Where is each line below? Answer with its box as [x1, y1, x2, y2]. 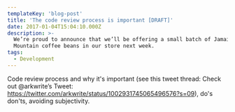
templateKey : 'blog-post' [7, 10, 83, 17]
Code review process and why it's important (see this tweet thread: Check [7, 74, 222, 83]
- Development [13, 56, 55, 63]
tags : [7, 49, 23, 56]
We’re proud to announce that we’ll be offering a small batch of [13, 36, 211, 43]
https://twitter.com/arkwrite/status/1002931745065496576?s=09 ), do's [7, 89, 213, 97]
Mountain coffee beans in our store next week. [13, 42, 155, 49]
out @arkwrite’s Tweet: [7, 81, 73, 90]
